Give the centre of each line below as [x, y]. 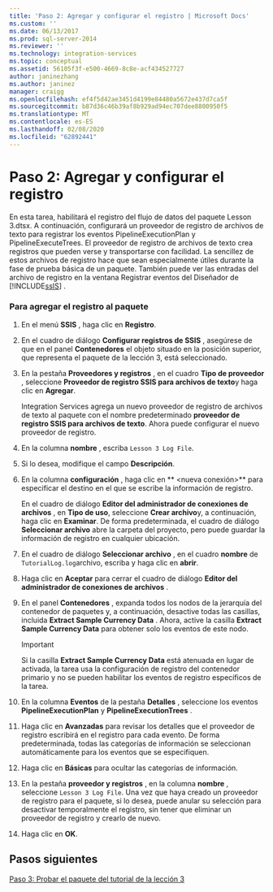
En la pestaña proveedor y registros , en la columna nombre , [125, 783]
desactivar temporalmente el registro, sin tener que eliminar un [126, 809]
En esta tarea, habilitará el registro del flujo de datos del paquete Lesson [130, 217]
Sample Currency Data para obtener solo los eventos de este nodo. [134, 628]
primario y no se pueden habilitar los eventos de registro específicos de [141, 677]
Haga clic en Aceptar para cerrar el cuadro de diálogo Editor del [129, 578]
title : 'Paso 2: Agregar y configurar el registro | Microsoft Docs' [130, 16]
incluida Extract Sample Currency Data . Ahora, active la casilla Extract [141, 620]
